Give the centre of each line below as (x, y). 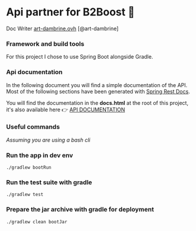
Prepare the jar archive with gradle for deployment (80, 210)
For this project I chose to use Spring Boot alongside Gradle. (80, 57)
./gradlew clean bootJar (37, 222)
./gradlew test (25, 195)
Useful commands (33, 127)
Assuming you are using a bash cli (48, 140)
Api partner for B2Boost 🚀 (70, 12)
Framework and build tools (45, 44)
